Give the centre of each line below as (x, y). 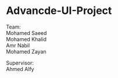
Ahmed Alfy (20, 69)
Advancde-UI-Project (59, 11)
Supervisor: (20, 63)
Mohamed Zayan (26, 51)
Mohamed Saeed (26, 33)
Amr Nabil (18, 45)
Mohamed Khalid (26, 39)
